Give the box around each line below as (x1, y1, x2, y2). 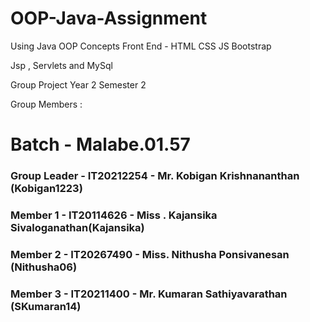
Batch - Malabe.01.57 (10, 133, 191, 156)
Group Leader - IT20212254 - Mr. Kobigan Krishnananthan (10, 169, 300, 183)
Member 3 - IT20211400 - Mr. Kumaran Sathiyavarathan (10, 287, 288, 301)
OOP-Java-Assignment (10, 7, 208, 30)
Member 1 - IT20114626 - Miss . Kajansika (10, 208, 218, 222)
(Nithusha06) (10, 260, 78, 274)
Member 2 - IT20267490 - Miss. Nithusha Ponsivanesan (10, 247, 290, 261)
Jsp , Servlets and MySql (10, 59, 113, 71)
